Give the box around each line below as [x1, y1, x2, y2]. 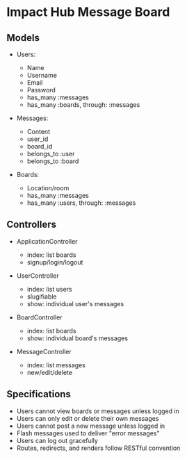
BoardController [16, 313, 63, 322]
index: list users [26, 285, 72, 293]
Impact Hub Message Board [6, 4, 170, 20]
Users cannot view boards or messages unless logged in [16, 407, 180, 415]
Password [26, 86, 56, 94]
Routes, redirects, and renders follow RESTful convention [16, 444, 181, 452]
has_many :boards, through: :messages [26, 101, 140, 108]
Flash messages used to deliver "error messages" [16, 428, 160, 437]
